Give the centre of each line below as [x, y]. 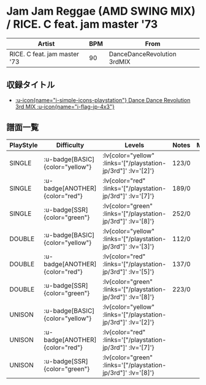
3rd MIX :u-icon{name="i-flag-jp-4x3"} [65, 107]
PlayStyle [24, 145]
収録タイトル [31, 85]
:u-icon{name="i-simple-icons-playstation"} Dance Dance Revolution [103, 100]
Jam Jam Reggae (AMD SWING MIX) [101, 11]
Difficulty [70, 145]
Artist [46, 43]
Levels [135, 145]
